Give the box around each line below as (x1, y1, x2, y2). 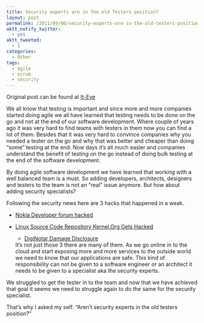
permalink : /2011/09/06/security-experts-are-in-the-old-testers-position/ (6, 20, 202, 26)
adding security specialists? (6, 188, 76, 195)
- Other (12, 54, 32, 60)
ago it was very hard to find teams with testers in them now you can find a (6, 124, 192, 132)
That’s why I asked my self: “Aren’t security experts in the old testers (6, 304, 178, 311)
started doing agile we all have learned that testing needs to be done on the (6, 112, 195, 119)
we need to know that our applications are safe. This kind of (15, 254, 165, 262)
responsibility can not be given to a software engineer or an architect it (15, 260, 192, 268)
